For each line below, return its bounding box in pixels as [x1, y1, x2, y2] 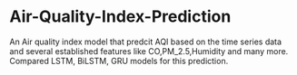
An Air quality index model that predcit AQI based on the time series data [9, 36, 282, 47]
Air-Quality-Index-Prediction [9, 6, 232, 27]
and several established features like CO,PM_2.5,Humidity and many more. [9, 45, 289, 56]
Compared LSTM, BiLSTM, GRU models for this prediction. [9, 55, 229, 66]
